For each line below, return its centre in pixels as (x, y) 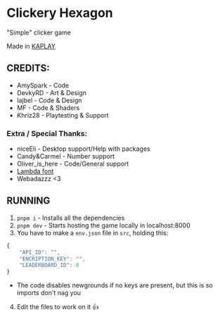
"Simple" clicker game (39, 32)
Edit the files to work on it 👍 (58, 307)
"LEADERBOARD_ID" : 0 (49, 266)
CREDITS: (28, 68)
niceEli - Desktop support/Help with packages (83, 149)
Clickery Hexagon (60, 13)
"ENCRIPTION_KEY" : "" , (52, 259)
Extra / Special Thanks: (47, 133)
